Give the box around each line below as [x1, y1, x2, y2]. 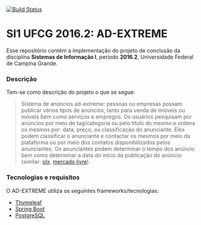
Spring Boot [14, 205, 45, 212]
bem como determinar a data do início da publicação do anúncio [21, 152, 182, 159]
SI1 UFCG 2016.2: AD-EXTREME [6, 27, 168, 41]
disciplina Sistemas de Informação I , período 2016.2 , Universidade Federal [6, 53, 194, 60]
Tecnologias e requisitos [6, 173, 80, 181]
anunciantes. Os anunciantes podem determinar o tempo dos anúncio [21, 145, 195, 152]
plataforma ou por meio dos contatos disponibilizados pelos [21, 139, 170, 146]
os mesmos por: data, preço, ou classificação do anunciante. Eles [21, 126, 185, 133]
